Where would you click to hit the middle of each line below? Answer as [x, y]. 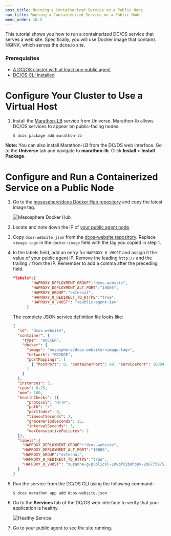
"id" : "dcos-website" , [42, 331]
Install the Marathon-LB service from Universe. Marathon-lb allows [83, 120]
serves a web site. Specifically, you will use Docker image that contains [81, 39]
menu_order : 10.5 [24, 19]
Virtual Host [31, 106]
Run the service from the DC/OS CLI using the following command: [83, 483]
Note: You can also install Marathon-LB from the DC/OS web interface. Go [84, 145]
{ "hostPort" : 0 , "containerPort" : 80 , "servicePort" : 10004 [98, 364]
